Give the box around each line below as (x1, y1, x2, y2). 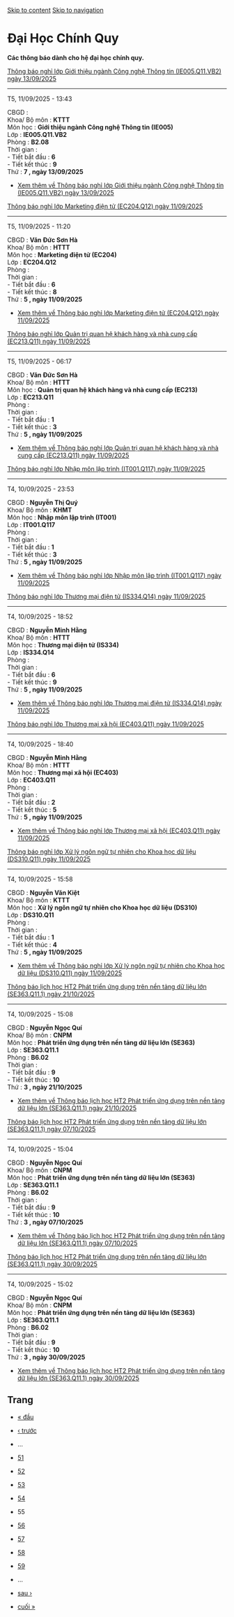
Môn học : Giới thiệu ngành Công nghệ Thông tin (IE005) (7, 122, 174, 131)
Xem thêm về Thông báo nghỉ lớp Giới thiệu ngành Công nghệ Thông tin (17, 181, 224, 189)
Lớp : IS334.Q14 (7, 648, 54, 656)
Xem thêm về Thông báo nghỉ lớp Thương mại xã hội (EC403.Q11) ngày (17, 826, 221, 835)
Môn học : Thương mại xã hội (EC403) (7, 768, 119, 777)
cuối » (17, 1602, 36, 1611)
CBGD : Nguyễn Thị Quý (7, 498, 78, 506)
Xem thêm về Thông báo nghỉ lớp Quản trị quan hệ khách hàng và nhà (17, 443, 219, 452)
